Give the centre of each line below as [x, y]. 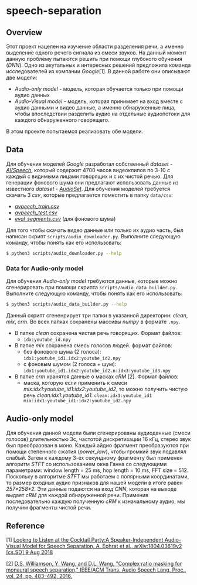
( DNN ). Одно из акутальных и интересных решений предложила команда [98, 65]
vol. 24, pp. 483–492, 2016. [39, 576]
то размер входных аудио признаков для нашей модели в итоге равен [94, 483]
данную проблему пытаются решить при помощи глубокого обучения [94, 59]
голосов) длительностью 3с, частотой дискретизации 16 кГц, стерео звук [98, 439]
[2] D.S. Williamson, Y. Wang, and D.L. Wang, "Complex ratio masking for [94, 564]
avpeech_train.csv [37, 206]
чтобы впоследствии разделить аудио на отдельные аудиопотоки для [102, 114]
